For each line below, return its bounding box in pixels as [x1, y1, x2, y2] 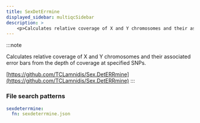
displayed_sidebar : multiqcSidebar [6, 14, 95, 20]
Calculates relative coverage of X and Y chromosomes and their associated [6, 53, 191, 60]
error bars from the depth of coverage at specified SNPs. [6, 59, 146, 67]
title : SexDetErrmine [6, 8, 60, 15]
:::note [6, 42, 22, 49]
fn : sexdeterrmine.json [11, 111, 70, 117]
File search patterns [6, 92, 65, 100]
